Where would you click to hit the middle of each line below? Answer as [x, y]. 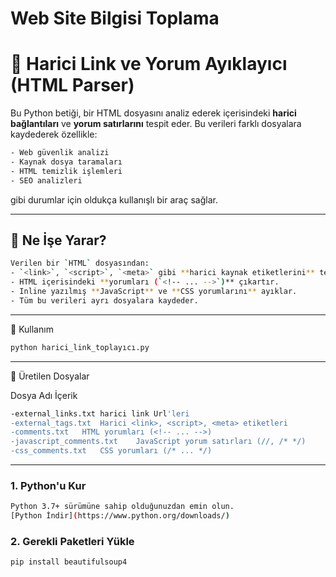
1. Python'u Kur [48, 485]
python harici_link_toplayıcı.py [80, 347]
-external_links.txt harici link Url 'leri [100, 413]
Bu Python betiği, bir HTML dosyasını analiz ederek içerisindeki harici [153, 113]
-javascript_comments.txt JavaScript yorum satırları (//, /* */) [158, 442]
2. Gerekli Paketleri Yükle [72, 542]
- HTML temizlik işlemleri [66, 171]
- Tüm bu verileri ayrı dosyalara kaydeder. [104, 300]
